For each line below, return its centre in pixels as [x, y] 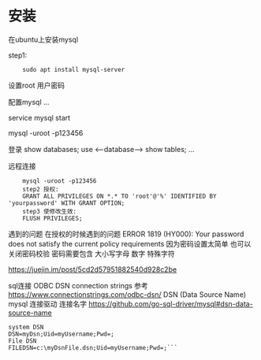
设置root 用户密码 [37, 85]
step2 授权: [41, 189]
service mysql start [39, 117]
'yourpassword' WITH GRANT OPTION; [67, 203]
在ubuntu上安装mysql [43, 39]
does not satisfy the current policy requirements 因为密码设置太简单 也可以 [130, 243]
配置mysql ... [29, 102]
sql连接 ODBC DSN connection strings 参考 [78, 285]
